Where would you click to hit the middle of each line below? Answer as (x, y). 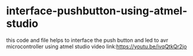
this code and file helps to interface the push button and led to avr (87, 40)
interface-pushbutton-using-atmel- (97, 11)
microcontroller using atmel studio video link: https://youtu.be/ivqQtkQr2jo (96, 46)
